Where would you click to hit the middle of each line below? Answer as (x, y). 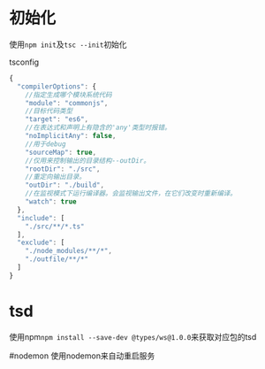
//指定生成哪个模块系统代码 (68, 95)
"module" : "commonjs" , (67, 103)
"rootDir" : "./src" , (63, 169)
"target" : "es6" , (57, 119)
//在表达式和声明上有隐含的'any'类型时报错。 (98, 128)
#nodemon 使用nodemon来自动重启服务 (82, 356)
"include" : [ (41, 218)
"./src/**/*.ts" (55, 227)
